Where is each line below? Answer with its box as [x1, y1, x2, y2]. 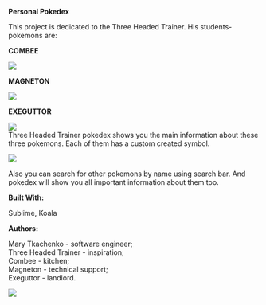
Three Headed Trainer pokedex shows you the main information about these [8, 131, 259, 139]
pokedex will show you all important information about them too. [8, 178, 219, 186]
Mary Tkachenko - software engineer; [8, 239, 133, 248]
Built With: [8, 193, 45, 202]
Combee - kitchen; [8, 256, 70, 265]
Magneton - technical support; [8, 264, 109, 274]
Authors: [8, 224, 38, 233]
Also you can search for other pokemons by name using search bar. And [8, 169, 246, 178]
